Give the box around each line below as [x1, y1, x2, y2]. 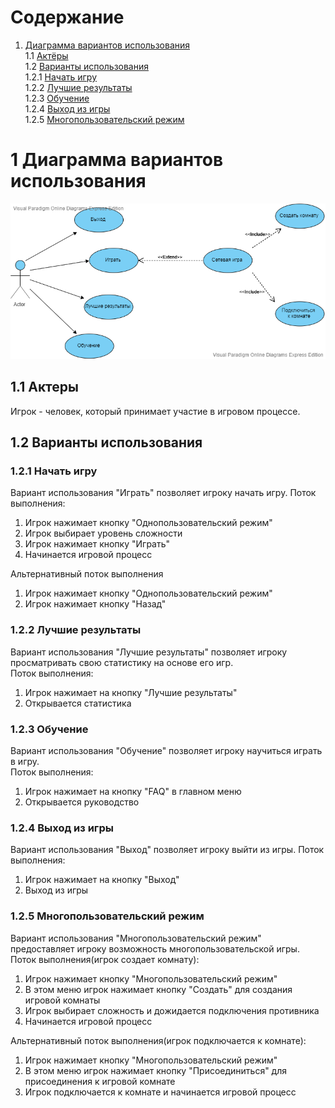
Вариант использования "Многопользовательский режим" [10, 932, 262, 944]
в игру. [10, 755, 40, 767]
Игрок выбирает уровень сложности [24, 527, 183, 540]
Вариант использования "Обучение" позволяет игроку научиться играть [10, 744, 323, 756]
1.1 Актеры [10, 379, 80, 396]
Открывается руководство [24, 796, 140, 808]
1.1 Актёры [24, 49, 69, 61]
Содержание [10, 6, 125, 29]
